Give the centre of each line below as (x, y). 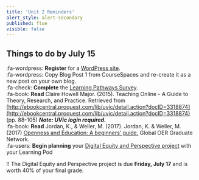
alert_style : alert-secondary (45, 18)
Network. (18, 139)
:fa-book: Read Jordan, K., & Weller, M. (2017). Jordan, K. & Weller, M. (94, 126)
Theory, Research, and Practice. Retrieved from (66, 100)
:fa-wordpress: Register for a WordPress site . (63, 68)
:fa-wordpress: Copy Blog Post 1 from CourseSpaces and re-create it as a (99, 75)
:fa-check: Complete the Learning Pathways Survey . (72, 88)
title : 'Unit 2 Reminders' (40, 12)
